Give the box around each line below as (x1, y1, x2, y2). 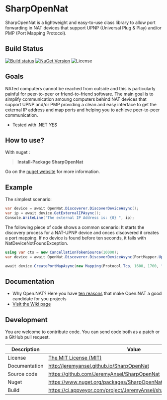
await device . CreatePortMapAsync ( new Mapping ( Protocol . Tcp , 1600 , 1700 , (5, 263, 159, 268)
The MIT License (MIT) (48, 355, 102, 362)
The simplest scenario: (5, 197, 52, 202)
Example (5, 183, 33, 192)
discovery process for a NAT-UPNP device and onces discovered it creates (5, 229, 159, 235)
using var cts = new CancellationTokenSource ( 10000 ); (5, 250, 119, 255)
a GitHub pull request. (5, 334, 50, 340)
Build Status (5, 44, 44, 53)
